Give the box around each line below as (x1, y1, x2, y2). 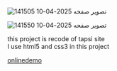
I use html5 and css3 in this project (7, 43, 110, 51)
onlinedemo (7, 56, 43, 65)
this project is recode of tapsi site (7, 35, 105, 43)
